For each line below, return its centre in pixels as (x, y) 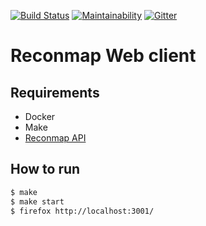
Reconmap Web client (103, 56)
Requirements (55, 92)
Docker (40, 116)
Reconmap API (55, 138)
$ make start (37, 201)
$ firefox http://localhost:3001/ (82, 211)
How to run (45, 169)
